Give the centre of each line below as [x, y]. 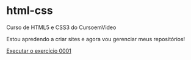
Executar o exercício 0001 [39, 51]
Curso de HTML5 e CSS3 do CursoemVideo [61, 27]
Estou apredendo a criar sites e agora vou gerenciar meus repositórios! [96, 39]
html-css [30, 11]
